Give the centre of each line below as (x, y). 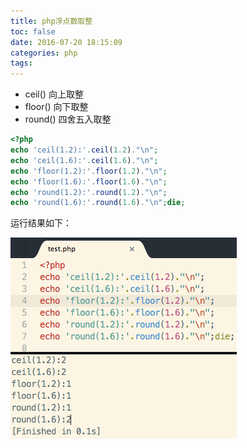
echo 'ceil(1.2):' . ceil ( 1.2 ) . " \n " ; (84, 150)
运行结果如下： (41, 223)
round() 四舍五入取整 (68, 119)
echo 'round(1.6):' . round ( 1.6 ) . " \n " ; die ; (98, 203)
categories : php (44, 53)
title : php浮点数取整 (51, 21)
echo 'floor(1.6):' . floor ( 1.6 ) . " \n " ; (89, 181)
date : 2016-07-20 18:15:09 (66, 42)
